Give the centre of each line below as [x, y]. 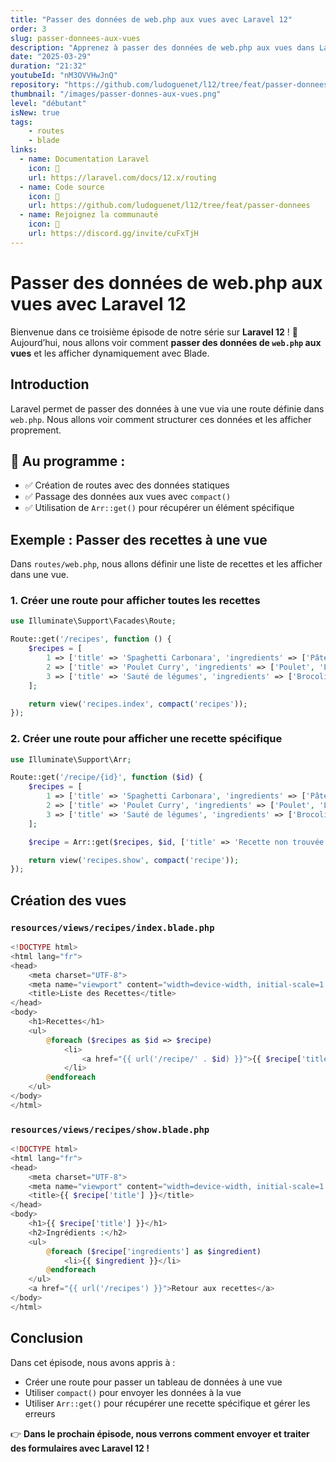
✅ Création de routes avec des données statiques [127, 485]
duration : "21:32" [48, 66]
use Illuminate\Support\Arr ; [71, 759]
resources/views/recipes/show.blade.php [110, 1129]
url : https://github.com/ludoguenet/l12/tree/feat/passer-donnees [169, 206]
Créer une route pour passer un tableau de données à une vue [153, 1382]
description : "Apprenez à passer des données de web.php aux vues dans [162, 47]
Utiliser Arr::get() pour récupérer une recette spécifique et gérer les [167, 1403]
